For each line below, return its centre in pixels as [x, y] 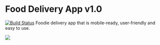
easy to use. [18, 28]
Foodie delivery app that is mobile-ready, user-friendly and [95, 23]
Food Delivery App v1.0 [54, 9]
